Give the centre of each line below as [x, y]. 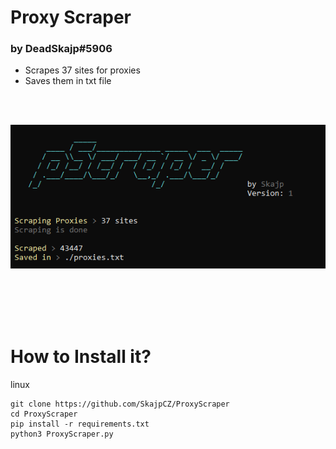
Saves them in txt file [68, 81]
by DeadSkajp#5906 [61, 49]
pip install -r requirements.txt [80, 424]
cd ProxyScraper [44, 414]
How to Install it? [81, 356]
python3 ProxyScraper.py [62, 434]
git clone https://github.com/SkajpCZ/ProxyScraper [120, 404]
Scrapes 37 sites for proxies [82, 70]
